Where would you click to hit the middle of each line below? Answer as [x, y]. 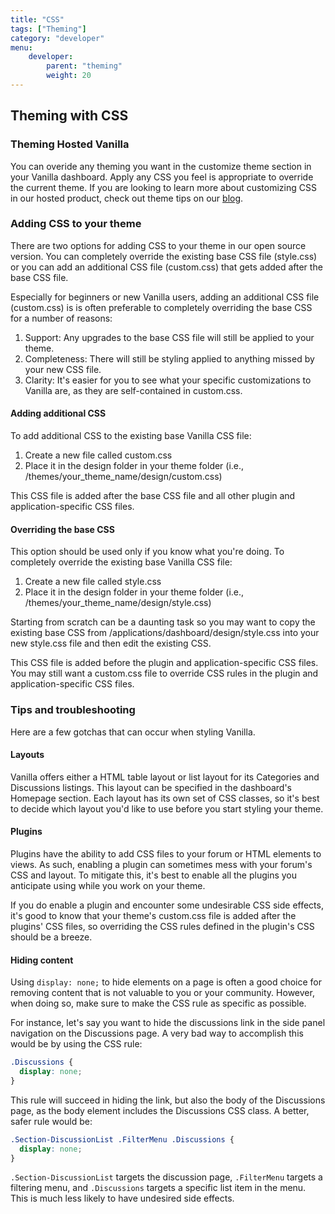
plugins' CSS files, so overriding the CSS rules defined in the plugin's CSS [162, 926]
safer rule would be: [51, 1121]
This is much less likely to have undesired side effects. [122, 1198]
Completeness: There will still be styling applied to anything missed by [169, 358]
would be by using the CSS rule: [76, 1044]
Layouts [27, 755]
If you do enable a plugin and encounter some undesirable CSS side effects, [167, 905]
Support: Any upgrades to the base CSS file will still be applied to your [169, 337]
